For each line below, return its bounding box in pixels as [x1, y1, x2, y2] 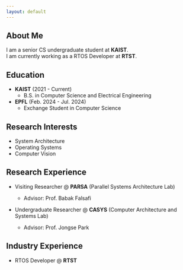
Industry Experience [6, 241, 83, 251]
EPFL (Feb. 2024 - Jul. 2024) [14, 99, 86, 106]
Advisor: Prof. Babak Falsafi [23, 194, 92, 202]
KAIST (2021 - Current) [14, 85, 72, 93]
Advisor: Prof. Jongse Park [23, 224, 89, 231]
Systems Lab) [14, 212, 49, 220]
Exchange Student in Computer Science [23, 104, 121, 112]
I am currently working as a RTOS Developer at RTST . [6, 53, 137, 60]
